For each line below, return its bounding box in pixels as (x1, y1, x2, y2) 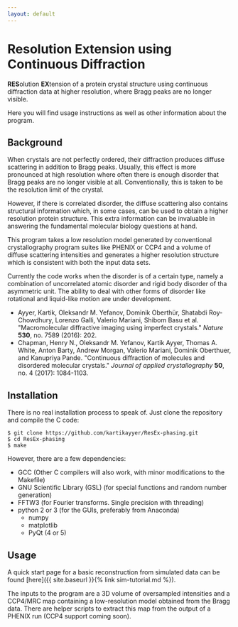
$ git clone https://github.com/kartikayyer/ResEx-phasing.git (7, 430, 199, 437)
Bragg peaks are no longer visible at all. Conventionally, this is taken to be (7, 178, 224, 187)
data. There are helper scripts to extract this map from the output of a (7, 604, 211, 613)
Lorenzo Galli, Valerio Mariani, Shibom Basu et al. (55, 316, 199, 325)
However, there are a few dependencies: (7, 454, 126, 463)
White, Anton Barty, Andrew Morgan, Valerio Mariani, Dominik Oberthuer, (17, 346, 232, 355)
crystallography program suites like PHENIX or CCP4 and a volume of (7, 243, 211, 252)
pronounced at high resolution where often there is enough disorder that (7, 170, 219, 179)
